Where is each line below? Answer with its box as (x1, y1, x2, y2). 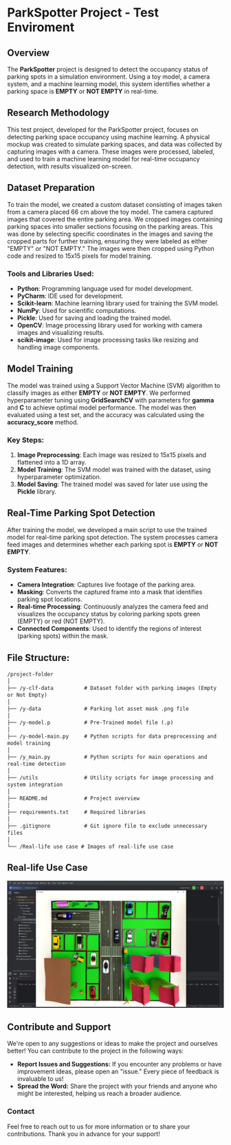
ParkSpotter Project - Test (7, 5, 159, 21)
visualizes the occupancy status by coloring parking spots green (16, 610, 201, 618)
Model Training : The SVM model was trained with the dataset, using (16, 465, 211, 474)
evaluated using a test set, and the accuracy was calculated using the (7, 410, 205, 418)
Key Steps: (7, 435, 45, 445)
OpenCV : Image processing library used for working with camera (16, 321, 203, 329)
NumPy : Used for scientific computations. (16, 306, 137, 314)
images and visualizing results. (16, 328, 104, 336)
